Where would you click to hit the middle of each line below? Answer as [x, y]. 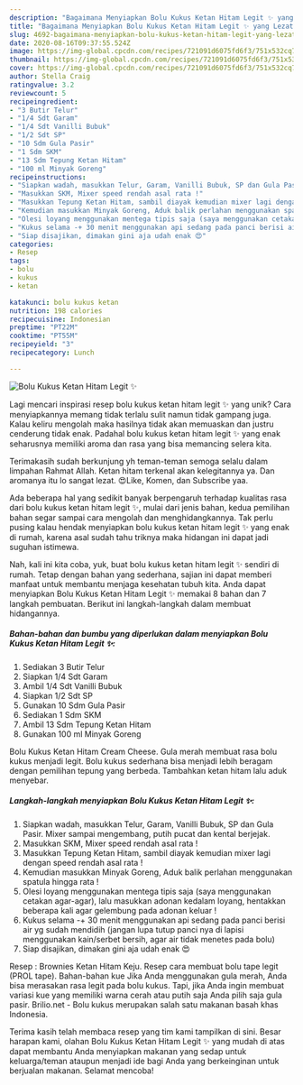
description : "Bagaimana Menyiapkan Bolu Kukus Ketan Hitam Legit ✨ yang [151, 18]
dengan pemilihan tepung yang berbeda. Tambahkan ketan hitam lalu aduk [148, 770]
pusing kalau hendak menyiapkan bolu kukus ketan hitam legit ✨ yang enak [150, 527]
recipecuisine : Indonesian [60, 319]
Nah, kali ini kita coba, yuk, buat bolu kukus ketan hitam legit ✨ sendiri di [144, 564]
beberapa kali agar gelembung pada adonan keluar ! [119, 910]
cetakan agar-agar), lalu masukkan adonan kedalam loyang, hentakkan [154, 901]
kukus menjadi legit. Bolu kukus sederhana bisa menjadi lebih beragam [141, 761]
